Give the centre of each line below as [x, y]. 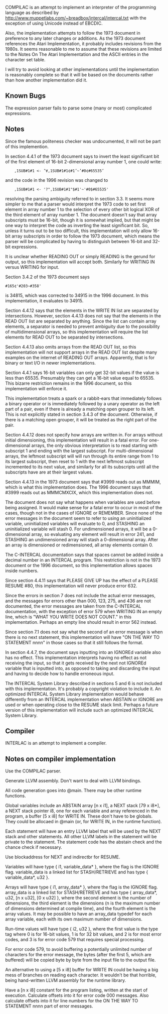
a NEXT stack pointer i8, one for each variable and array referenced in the [81, 811]
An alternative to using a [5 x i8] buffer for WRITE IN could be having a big [82, 970]
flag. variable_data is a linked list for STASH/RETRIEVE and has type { [77, 872]
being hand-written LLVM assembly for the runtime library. [66, 980]
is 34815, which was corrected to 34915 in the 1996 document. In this [77, 295]
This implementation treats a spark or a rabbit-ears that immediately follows [83, 398]
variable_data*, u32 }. [27, 877]
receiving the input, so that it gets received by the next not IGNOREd [76, 663]
